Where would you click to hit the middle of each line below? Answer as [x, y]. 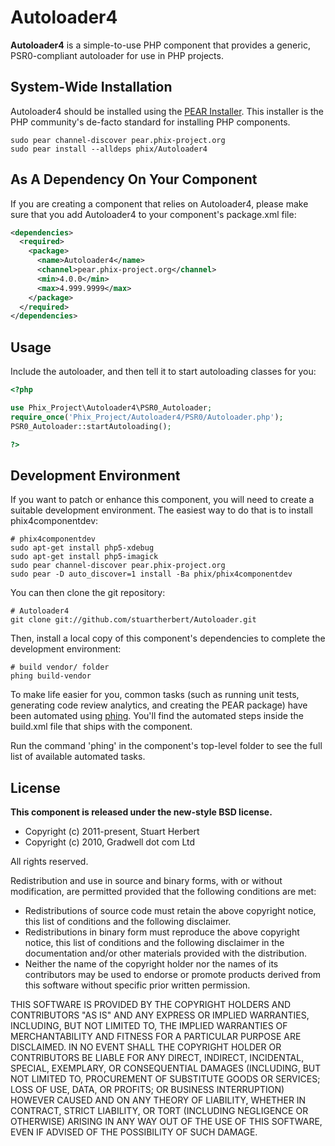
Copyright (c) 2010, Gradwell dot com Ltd [110, 842]
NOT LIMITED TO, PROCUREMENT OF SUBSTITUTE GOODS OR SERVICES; [165, 1079]
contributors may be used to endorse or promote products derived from [172, 975]
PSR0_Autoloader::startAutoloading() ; [91, 426]
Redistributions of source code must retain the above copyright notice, [170, 911]
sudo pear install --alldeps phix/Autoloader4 [109, 149]
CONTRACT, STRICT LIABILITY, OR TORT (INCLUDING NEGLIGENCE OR [159, 1111]
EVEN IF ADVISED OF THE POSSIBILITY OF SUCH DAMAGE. [134, 1132]
